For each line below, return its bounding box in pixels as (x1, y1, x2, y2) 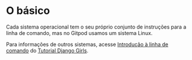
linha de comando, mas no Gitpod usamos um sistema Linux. (6, 29, 153, 36)
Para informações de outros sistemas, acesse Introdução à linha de (6, 41, 169, 48)
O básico (6, 4, 50, 17)
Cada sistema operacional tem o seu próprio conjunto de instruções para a (6, 23, 187, 30)
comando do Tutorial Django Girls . (6, 47, 89, 54)
